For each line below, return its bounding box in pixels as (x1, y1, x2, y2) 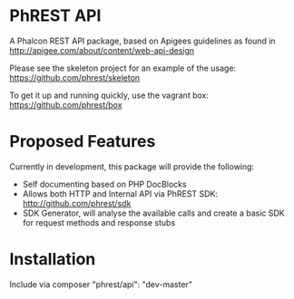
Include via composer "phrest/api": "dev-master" (9, 278, 193, 290)
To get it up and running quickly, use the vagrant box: (9, 90, 209, 101)
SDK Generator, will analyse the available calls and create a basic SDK (22, 207, 286, 218)
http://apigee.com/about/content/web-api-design (9, 44, 195, 55)
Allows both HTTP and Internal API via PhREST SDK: (22, 188, 218, 199)
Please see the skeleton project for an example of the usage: (9, 63, 237, 73)
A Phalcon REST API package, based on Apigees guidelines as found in (9, 35, 276, 46)
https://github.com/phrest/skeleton (9, 72, 141, 82)
